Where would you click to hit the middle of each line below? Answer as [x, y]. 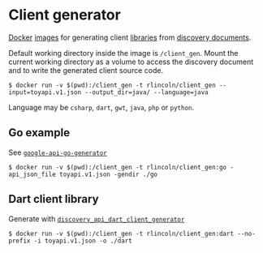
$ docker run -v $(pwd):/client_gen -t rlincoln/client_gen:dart [121, 234]
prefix [19, 241]
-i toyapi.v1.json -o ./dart [83, 241]
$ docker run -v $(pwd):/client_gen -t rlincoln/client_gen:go [118, 167]
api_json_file [32, 174]
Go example [39, 133]
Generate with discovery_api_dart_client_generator [97, 219]
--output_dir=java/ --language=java [147, 92]
